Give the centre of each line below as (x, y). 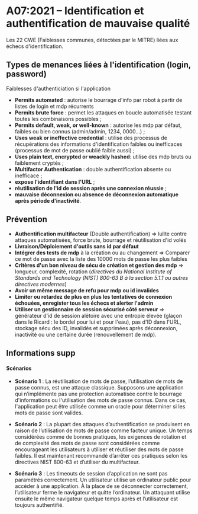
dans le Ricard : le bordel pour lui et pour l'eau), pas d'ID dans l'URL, (98, 322)
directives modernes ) (40, 284)
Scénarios (19, 368)
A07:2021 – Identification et (75, 11)
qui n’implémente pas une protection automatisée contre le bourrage (98, 394)
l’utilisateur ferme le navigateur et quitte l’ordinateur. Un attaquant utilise (102, 493)
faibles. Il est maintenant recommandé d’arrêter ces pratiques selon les (101, 456)
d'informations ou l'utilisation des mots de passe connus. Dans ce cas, (101, 400)
